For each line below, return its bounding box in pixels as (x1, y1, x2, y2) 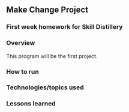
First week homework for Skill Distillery (6, 23, 123, 31)
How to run (6, 67, 39, 75)
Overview (6, 39, 35, 47)
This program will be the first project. (6, 52, 98, 59)
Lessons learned (6, 99, 56, 108)
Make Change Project (6, 5, 89, 15)
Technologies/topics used (6, 83, 84, 92)
